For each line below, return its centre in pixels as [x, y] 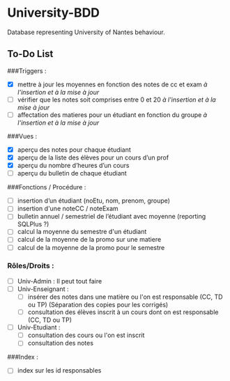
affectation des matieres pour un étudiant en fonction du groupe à [112, 115]
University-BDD [53, 13]
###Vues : [22, 136]
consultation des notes [61, 343]
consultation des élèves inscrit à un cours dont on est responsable [123, 312]
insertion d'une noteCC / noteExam [68, 209]
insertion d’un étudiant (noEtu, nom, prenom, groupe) [94, 201]
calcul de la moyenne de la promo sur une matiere [89, 240]
